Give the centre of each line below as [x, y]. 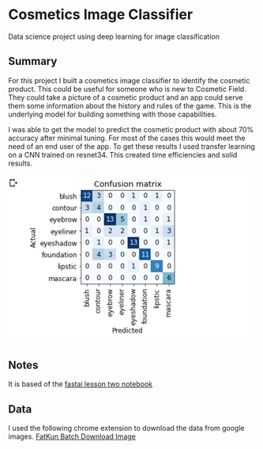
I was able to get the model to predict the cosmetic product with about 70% [131, 129]
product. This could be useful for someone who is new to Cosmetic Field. [127, 89]
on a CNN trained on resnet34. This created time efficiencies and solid [123, 154]
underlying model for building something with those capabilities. [113, 114]
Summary [33, 61]
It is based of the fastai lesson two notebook [80, 384]
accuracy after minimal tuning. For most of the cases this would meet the [127, 138]
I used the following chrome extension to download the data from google [126, 428]
